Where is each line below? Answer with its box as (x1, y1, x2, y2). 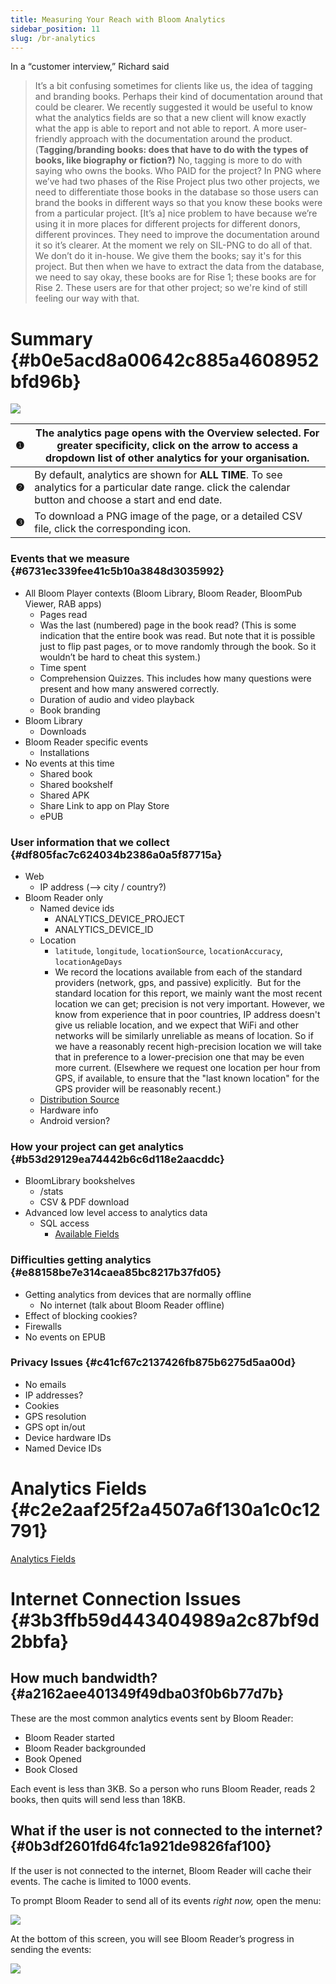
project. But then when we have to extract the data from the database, (34, 261, 325, 273)
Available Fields (54, 1228, 120, 1240)
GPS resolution (24, 1410, 87, 1422)
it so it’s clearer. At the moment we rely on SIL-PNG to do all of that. (34, 239, 313, 251)
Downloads (39, 725, 87, 737)
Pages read (39, 608, 88, 620)
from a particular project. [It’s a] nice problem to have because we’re (34, 207, 318, 220)
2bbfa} (10, 1630, 69, 1653)
